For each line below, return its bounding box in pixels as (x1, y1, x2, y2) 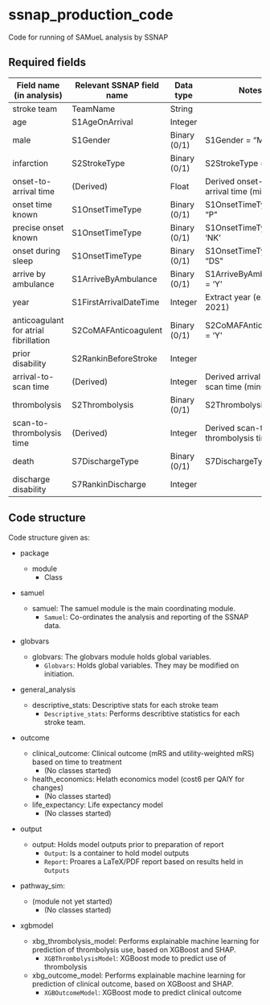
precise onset (12, 221, 64, 233)
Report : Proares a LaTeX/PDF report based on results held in (43, 856, 243, 866)
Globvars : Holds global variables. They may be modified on (43, 660, 239, 670)
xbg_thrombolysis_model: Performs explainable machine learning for (31, 936, 260, 945)
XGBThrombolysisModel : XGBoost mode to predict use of (43, 953, 227, 963)
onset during (12, 245, 60, 256)
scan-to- (12, 417, 49, 428)
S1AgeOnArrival (72, 116, 133, 127)
